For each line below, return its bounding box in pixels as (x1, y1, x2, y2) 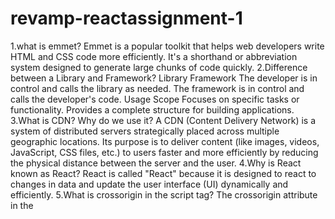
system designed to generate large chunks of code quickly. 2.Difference (10, 61, 308, 73)
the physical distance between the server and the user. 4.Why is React (10, 157, 302, 169)
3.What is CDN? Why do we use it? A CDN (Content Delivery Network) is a (10, 114, 317, 126)
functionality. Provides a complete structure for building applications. (10, 103, 295, 116)
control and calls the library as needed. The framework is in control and (10, 82, 305, 94)
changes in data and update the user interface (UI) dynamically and (10, 178, 289, 190)
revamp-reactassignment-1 (10, 7, 243, 30)
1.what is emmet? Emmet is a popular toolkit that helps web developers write (10, 40, 325, 52)
